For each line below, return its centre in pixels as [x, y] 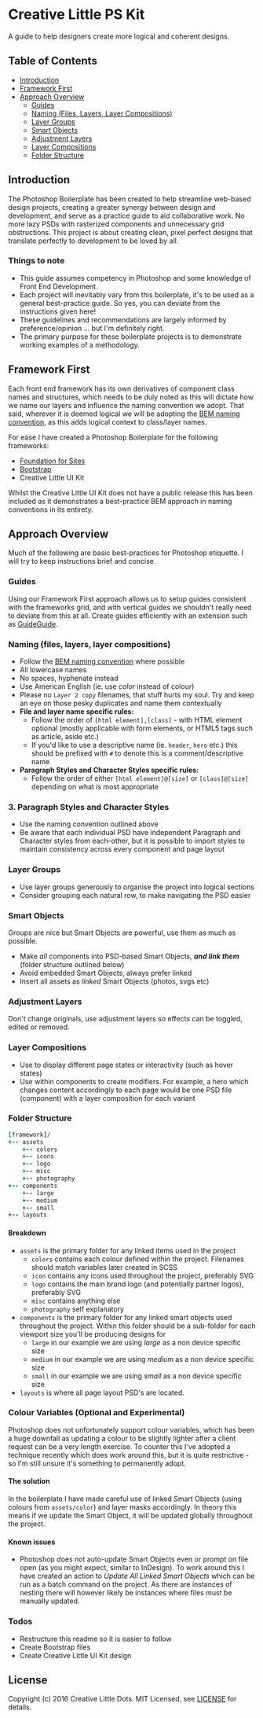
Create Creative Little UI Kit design [75, 1655]
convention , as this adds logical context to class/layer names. [108, 421]
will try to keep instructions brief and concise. [82, 561]
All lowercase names [53, 670]
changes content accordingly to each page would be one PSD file [126, 1090]
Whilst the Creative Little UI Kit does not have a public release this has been [131, 492]
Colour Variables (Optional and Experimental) [97, 1413]
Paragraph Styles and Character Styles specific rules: [109, 770]
